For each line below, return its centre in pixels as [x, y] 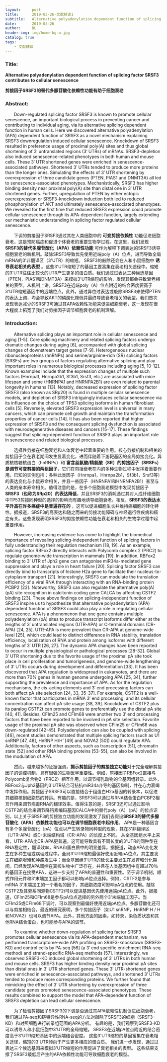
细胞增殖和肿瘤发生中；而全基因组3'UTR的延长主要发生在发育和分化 [83, 860]
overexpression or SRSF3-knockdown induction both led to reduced [75, 199]
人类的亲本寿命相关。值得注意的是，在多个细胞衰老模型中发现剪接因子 [77, 487]
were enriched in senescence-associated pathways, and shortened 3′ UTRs [83, 974]
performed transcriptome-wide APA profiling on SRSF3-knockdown [74, 942]
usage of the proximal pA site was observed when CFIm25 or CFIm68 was [81, 725]
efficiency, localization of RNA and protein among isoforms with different [80, 640]
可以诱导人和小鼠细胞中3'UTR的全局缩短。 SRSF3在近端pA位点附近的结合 [81, 1029]
